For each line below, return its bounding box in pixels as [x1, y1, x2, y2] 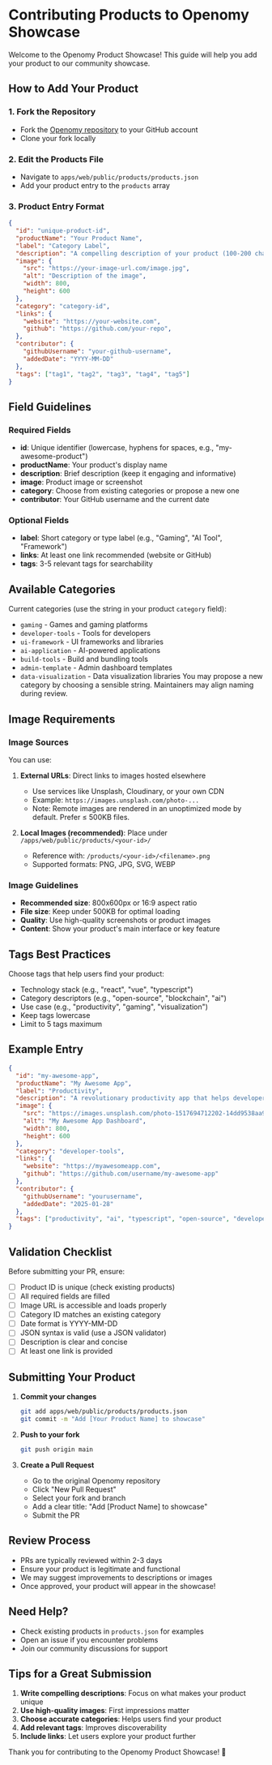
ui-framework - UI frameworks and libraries [19, 637, 164, 646]
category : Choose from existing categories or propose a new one [19, 486, 240, 496]
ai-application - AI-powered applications [19, 646, 160, 655]
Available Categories [8, 582, 116, 596]
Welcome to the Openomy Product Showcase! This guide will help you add [8, 49, 257, 59]
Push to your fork [19, 1430, 80, 1439]
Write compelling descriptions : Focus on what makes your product [19, 1689, 247, 1698]
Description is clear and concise [19, 1337, 128, 1347]
